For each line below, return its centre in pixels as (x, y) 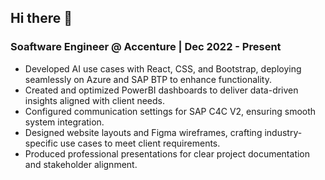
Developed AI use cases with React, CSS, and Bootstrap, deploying (163, 68)
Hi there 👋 (41, 18)
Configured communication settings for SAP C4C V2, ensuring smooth (170, 111)
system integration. (64, 122)
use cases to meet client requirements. (140, 143)
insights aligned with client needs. (95, 100)
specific (41, 143)
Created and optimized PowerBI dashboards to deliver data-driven (161, 90)
